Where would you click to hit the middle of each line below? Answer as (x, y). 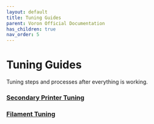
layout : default (27, 12)
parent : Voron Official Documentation (56, 23)
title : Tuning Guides (34, 18)
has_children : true (31, 29)
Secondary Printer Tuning (45, 97)
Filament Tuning (31, 114)
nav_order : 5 (23, 35)
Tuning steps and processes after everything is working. (77, 82)
